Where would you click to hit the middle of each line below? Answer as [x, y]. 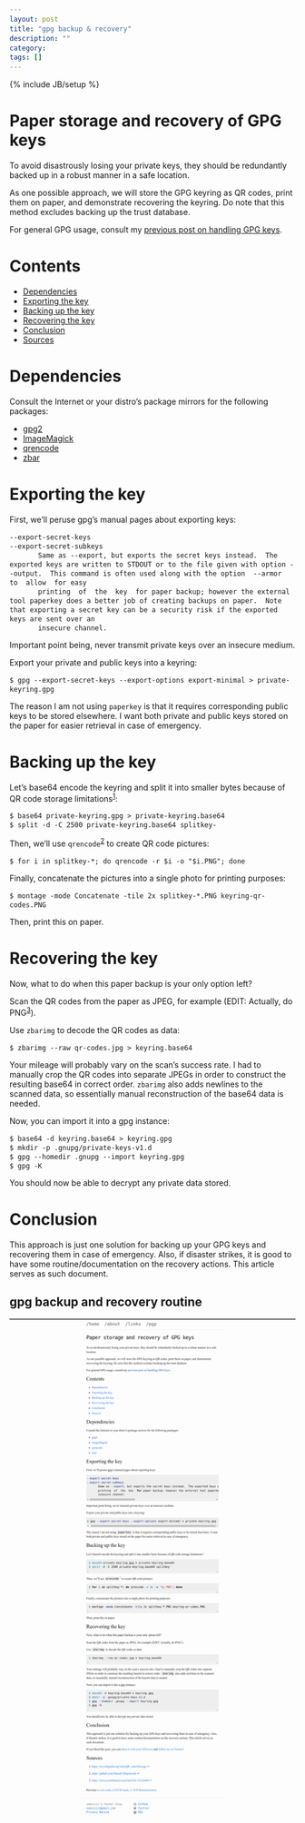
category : [28, 48]
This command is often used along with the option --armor [166, 573]
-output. [26, 573]
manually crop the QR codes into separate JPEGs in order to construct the [148, 1074]
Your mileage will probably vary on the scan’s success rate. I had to [135, 1064]
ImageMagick [48, 438]
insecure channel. [72, 628]
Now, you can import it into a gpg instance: [89, 1120]
